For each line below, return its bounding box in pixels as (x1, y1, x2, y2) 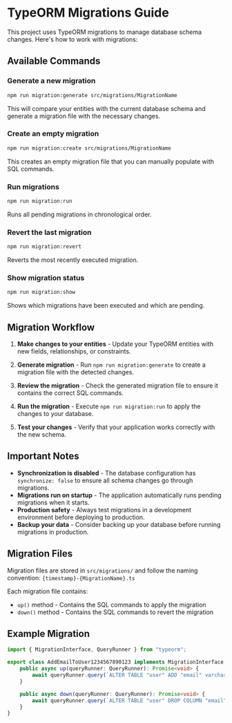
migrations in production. (17, 528, 89, 536)
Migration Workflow (7, 321, 95, 333)
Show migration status (7, 272, 85, 282)
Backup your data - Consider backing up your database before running (17, 520, 221, 528)
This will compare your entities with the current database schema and (7, 104, 206, 112)
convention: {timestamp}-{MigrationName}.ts (7, 573, 135, 582)
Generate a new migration (7, 76, 96, 86)
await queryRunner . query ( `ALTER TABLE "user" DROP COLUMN (32, 697, 202, 704)
